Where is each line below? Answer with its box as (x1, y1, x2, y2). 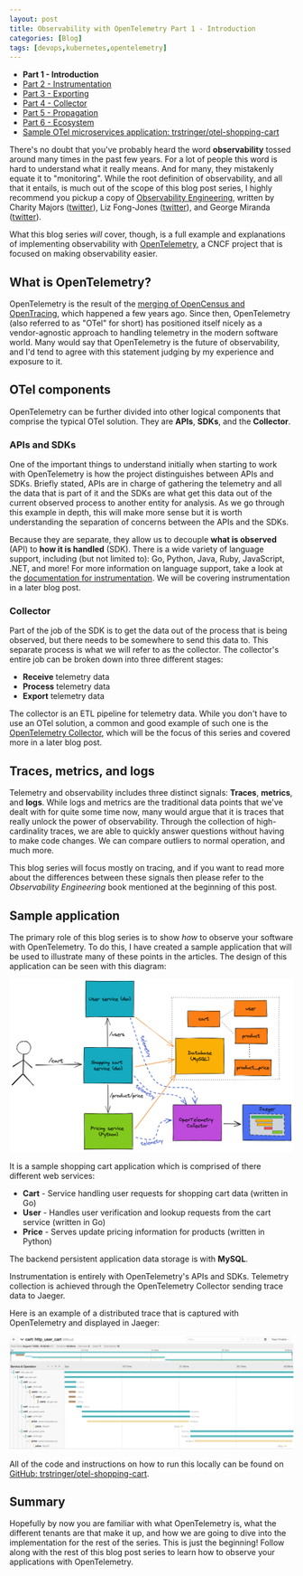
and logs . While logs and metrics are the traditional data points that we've (9, 797, 284, 808)
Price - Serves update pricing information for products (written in (22, 1226, 265, 1237)
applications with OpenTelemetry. (9, 1556, 133, 1568)
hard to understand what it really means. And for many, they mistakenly (9, 164, 275, 175)
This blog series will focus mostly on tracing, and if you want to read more (9, 863, 285, 873)
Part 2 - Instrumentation (22, 79, 112, 90)
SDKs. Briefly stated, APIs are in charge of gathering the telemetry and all (9, 478, 282, 489)
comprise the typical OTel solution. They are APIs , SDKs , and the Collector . (9, 416, 291, 427)
